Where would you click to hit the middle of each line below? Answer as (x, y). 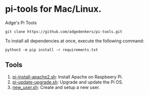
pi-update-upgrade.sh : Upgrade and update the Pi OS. (68, 82)
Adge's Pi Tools (21, 23)
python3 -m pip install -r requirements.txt (52, 50)
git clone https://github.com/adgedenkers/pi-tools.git (64, 32)
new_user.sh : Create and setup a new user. (56, 87)
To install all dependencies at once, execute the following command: (75, 41)
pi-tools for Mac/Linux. (53, 9)
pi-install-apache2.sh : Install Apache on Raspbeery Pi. (68, 77)
